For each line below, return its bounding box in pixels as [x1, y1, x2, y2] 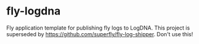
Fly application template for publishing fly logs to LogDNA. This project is [6, 24, 190, 31]
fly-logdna [6, 4, 61, 18]
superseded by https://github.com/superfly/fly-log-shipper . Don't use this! [6, 30, 194, 37]
